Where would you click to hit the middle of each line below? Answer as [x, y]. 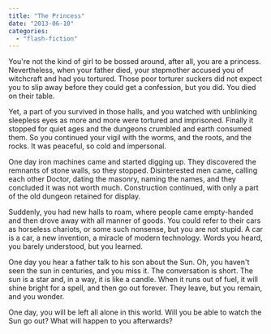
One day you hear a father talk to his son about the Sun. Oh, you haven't [129, 262]
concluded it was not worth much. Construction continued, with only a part [133, 188]
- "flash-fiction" [47, 39]
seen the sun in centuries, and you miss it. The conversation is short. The [131, 271]
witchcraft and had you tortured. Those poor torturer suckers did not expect [135, 79]
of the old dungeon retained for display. [74, 196]
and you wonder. [37, 297]
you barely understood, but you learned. [76, 246]
